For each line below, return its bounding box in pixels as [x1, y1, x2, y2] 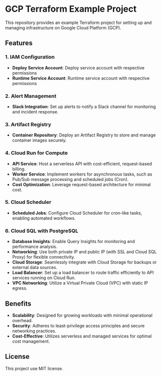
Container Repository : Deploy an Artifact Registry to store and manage [12, 132, 156, 138]
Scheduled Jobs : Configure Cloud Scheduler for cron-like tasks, [12, 210, 142, 216]
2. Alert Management [5, 92, 57, 99]
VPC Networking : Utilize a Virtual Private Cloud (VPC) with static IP [12, 280, 148, 286]
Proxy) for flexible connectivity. [12, 254, 75, 260]
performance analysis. [12, 243, 58, 250]
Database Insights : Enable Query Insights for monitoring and [12, 239, 135, 244]
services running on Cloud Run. [12, 275, 76, 281]
